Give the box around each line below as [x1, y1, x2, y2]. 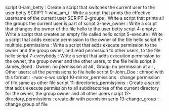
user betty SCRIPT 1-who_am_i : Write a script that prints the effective [5, 10, 151, 16]
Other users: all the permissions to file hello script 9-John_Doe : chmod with [5, 69, 164, 75]
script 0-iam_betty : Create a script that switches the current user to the [5, 5, 155, 10]
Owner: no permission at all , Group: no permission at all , [35, 63, 155, 69]
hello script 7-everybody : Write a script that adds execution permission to [5, 53, 160, 59]
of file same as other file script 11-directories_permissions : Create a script [5, 80, 160, 86]
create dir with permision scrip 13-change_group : [55, 96, 159, 102]
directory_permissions [5, 96, 52, 102]
